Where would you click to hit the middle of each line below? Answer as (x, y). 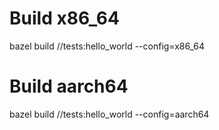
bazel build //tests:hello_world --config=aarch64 (109, 114)
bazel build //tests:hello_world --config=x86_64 (107, 46)
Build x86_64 (64, 18)
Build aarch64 (69, 86)
